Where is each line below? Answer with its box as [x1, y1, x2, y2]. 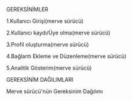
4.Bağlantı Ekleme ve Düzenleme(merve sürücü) [6, 53, 127, 60]
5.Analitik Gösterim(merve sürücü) [6, 64, 92, 71]
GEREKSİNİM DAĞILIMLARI [6, 76, 74, 83]
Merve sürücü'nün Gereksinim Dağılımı [6, 88, 103, 95]
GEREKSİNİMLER [6, 6, 48, 13]
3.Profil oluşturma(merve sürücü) [6, 41, 89, 48]
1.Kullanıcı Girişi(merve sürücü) [6, 18, 84, 24]
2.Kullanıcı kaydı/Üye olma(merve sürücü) [6, 29, 111, 36]
